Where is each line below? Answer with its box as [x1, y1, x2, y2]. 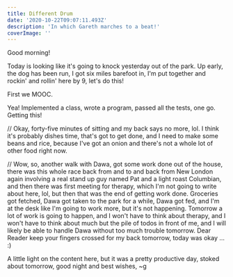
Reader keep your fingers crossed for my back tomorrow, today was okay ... [7, 234, 225, 242]
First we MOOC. [7, 90, 54, 99]
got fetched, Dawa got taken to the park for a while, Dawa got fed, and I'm [7, 197, 220, 205]
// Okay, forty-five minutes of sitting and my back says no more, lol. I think [7, 124, 220, 133]
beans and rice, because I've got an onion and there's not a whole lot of [7, 140, 214, 148]
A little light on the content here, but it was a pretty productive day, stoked [7, 255, 220, 263]
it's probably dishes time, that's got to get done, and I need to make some [7, 132, 219, 140]
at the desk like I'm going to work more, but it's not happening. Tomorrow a [7, 204, 223, 212]
